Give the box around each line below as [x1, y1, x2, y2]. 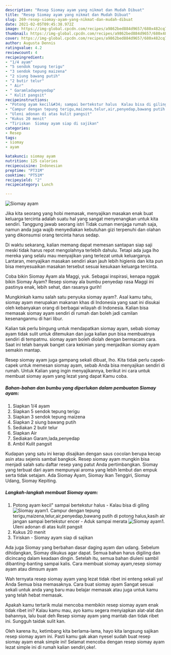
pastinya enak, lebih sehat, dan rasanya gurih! [5, 284, 102, 290]
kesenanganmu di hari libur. [5, 316, 64, 322]
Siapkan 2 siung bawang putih [12, 419, 76, 425]
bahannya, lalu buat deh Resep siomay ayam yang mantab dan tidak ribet [5, 613, 159, 619]
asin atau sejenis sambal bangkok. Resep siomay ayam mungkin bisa [5, 456, 150, 462]
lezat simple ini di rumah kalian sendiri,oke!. [5, 644, 97, 650]
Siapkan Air [12, 430, 37, 436]
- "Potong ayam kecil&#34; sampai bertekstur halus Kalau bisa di [5, 102, 152, 107]
